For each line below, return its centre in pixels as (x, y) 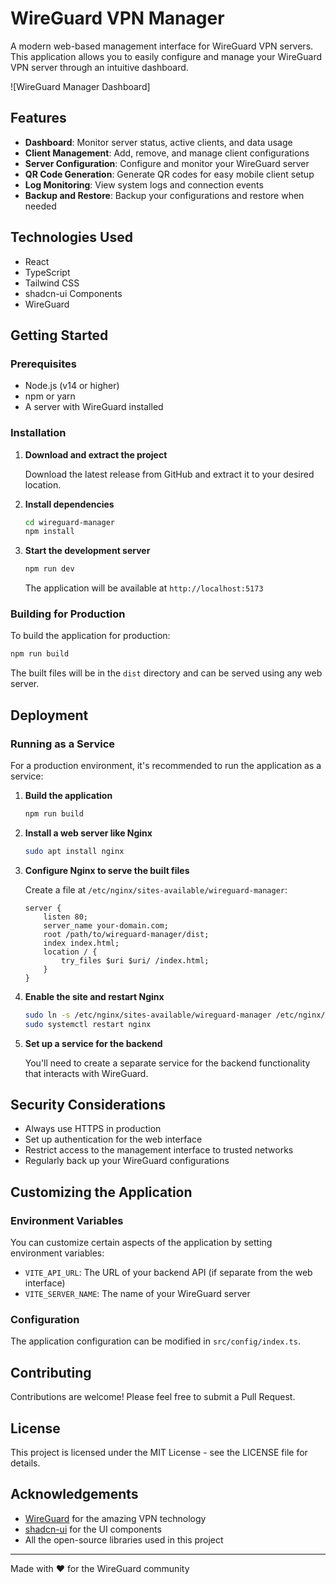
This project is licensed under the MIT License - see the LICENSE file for (159, 1452)
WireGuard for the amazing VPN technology (115, 1518)
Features (38, 118)
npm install (49, 532)
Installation (38, 433)
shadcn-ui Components (73, 293)
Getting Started (59, 335)
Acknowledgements (74, 1494)
